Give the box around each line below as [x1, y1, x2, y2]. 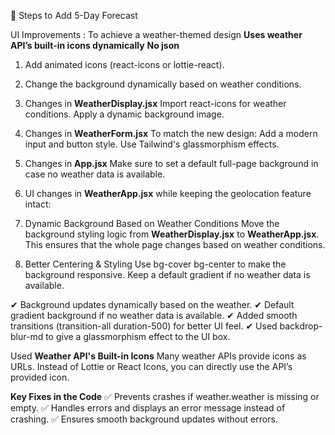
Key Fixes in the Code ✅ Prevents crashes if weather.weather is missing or [10, 391, 320, 402]
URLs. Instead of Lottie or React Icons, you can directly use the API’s [10, 361, 293, 372]
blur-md [10, 331, 44, 342]
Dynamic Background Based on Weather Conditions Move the [24, 218, 280, 229]
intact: [24, 198, 52, 210]
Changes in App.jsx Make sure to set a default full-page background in [24, 158, 319, 169]
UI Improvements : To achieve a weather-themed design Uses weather [10, 29, 303, 40]
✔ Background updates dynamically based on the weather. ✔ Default [10, 299, 295, 310]
